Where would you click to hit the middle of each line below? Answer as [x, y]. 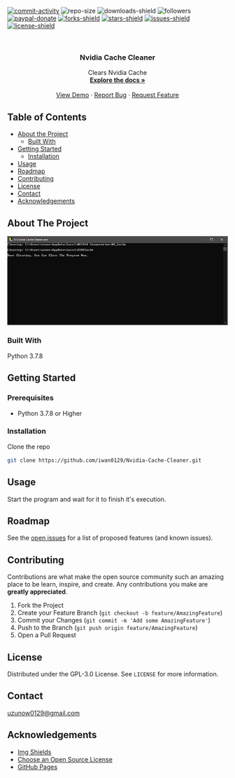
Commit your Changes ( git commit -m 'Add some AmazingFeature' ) [114, 620]
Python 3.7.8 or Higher [50, 413]
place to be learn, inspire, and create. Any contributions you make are [108, 585]
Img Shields [34, 752]
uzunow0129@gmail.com [44, 713]
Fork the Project [41, 606]
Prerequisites [30, 398]
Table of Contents [47, 117]
